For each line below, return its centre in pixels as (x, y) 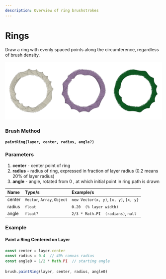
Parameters (19, 155)
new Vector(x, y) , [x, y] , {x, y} (105, 199)
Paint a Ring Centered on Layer (38, 239)
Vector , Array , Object (46, 199)
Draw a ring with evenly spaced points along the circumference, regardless (82, 49)
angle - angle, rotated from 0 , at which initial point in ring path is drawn (86, 181)
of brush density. (23, 55)
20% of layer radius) (33, 176)
